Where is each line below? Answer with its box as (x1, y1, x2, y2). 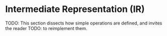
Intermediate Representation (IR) (5, 3, 145, 15)
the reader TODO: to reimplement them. (5, 25, 88, 31)
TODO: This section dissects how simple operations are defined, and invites (5, 20, 162, 26)
